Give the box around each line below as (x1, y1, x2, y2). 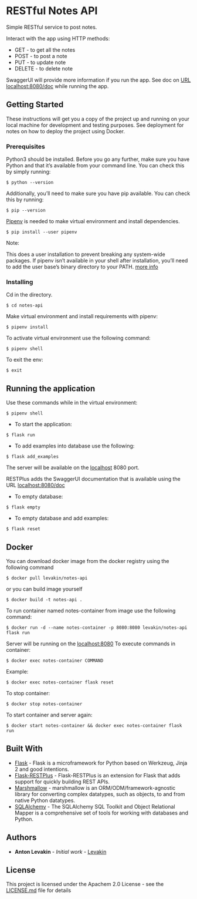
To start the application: (14, 421, 72, 428)
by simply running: (6, 169, 51, 176)
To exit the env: (6, 356, 43, 363)
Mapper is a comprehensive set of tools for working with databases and (14, 809, 189, 816)
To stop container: (6, 689, 50, 696)
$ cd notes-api (6, 302, 43, 309)
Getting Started (6, 100, 64, 110)
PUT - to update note (14, 59, 66, 66)
